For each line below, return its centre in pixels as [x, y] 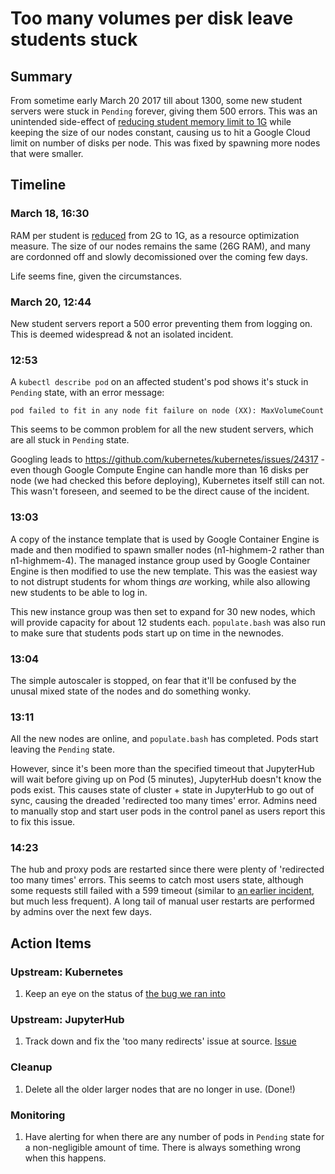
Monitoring [38, 1115]
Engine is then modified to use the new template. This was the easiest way [164, 571]
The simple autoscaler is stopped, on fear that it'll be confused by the [153, 680]
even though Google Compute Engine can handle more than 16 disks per [159, 470]
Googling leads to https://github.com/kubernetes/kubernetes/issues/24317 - [167, 459]
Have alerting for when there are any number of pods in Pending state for [174, 1137]
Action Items [51, 943]
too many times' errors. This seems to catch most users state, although [157, 880]
